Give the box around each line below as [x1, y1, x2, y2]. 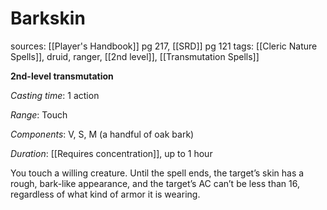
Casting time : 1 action [10, 89, 100, 101]
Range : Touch [10, 108, 68, 121]
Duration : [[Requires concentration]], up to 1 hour [10, 147, 213, 159]
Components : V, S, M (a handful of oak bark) [10, 128, 195, 140]
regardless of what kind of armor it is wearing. [10, 188, 201, 200]
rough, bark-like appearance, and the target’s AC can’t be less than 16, [10, 177, 300, 189]
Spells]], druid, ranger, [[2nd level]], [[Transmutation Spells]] [10, 50, 260, 62]
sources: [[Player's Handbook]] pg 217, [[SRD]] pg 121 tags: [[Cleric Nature [10, 40, 318, 52]
